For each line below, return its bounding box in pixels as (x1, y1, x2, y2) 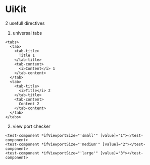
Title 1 (18, 53, 35, 58)
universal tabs (12, 30, 42, 36)
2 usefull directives (5, 20, 45, 26)
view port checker (12, 123, 51, 129)
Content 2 (18, 101, 39, 106)
